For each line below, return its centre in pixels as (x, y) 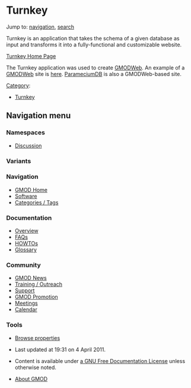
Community (23, 265)
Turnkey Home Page (31, 56)
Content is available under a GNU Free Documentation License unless (100, 361)
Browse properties (37, 338)
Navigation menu (39, 116)
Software (26, 196)
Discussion (28, 146)
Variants (19, 161)
